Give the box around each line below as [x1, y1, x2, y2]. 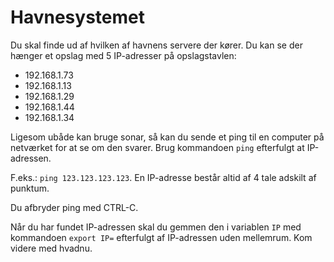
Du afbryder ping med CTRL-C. [10, 201, 139, 213]
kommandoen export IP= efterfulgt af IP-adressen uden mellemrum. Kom [10, 231, 313, 243]
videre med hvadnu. [10, 242, 93, 254]
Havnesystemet [10, 6, 145, 29]
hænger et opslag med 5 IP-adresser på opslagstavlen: [10, 49, 237, 61]
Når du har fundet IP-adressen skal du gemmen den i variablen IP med [10, 221, 302, 233]
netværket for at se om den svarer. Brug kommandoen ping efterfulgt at [10, 141, 305, 153]
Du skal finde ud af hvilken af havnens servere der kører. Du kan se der [10, 39, 303, 51]
